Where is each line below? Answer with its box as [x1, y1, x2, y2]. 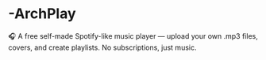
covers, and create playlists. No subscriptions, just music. [8, 43, 197, 52]
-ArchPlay [8, 5, 77, 23]
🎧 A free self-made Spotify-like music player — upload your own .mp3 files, [8, 31, 258, 40]
